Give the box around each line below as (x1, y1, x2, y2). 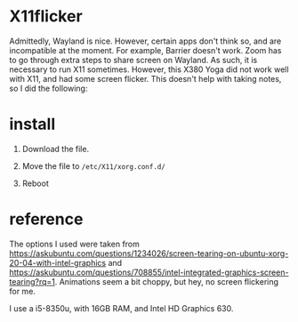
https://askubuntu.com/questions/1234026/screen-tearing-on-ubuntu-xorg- (9, 247, 289, 259)
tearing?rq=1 (9, 276, 55, 286)
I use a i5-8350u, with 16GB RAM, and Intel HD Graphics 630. (9, 302, 234, 313)
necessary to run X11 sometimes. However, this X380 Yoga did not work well (9, 64, 289, 75)
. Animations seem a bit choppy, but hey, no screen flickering (54, 276, 278, 286)
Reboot (21, 178, 49, 189)
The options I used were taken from (9, 238, 141, 249)
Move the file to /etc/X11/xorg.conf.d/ (21, 160, 166, 171)
